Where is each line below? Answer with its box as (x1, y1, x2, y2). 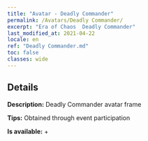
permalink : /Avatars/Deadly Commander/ (7, 17, 124, 24)
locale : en (7, 36, 39, 43)
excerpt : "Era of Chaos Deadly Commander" (7, 23, 136, 30)
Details (7, 82, 38, 94)
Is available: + (7, 127, 49, 135)
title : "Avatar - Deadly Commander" (7, 10, 114, 17)
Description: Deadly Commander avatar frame (7, 100, 142, 108)
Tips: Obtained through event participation (7, 113, 131, 122)
